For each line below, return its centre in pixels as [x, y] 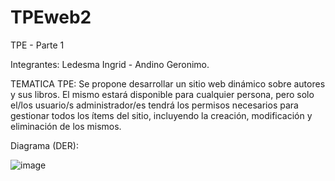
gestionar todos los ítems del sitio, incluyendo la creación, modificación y [161, 115]
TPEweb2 [51, 17]
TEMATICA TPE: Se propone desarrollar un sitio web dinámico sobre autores [168, 83]
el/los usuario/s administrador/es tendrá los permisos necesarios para [154, 105]
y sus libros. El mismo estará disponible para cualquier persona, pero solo [162, 94]
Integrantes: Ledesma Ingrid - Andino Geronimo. [110, 64]
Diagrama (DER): [44, 145]
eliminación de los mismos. [66, 126]
